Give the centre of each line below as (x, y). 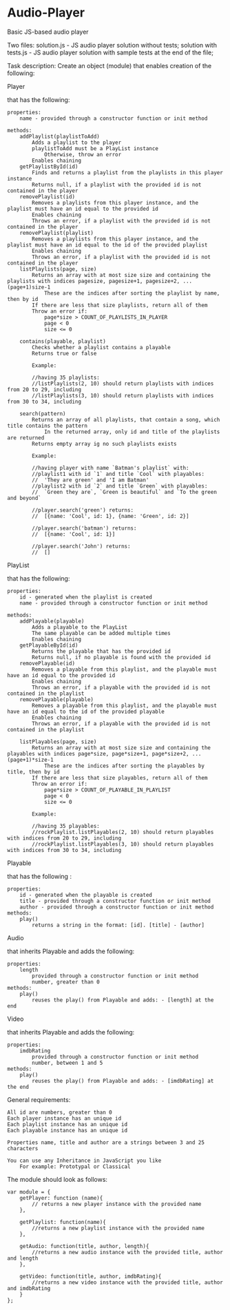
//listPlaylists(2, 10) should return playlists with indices (123, 384)
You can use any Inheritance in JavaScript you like (84, 1161)
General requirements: (39, 1099)
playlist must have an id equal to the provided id (83, 209)
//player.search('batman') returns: (84, 528)
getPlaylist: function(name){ (63, 1222)
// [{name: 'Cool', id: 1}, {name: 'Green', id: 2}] (111, 516)
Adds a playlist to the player (77, 143)
